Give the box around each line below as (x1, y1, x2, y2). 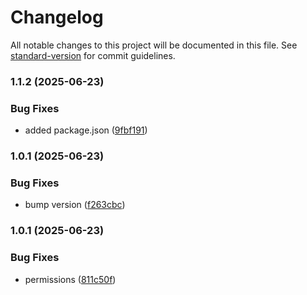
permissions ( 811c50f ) (24, 273, 117, 285)
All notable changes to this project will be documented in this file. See (10, 39, 298, 51)
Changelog (10, 6, 104, 29)
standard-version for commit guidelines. (10, 49, 176, 61)
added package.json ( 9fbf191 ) (24, 124, 148, 136)
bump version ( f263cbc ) (24, 199, 126, 211)
